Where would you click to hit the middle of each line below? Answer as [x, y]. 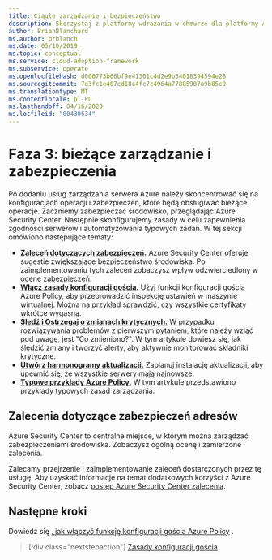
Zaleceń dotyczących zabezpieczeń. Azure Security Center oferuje [134, 252]
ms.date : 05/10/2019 [43, 46]
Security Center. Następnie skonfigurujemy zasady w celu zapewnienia [127, 219]
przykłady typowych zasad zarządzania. [87, 390]
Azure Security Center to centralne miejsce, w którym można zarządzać [128, 436]
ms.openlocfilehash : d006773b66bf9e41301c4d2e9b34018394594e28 [117, 76]
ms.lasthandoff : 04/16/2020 [56, 106]
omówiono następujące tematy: [61, 237]
